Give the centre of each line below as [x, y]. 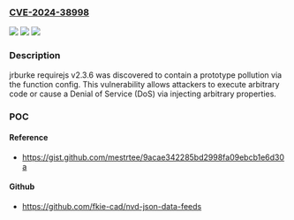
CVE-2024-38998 [49, 12]
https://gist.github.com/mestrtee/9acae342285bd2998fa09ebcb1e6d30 [153, 157]
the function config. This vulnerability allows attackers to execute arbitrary [144, 84]
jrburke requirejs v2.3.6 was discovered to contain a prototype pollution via [146, 75]
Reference [29, 138]
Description [35, 56]
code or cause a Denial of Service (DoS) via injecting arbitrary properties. [143, 94]
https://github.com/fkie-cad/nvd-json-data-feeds [112, 206]
